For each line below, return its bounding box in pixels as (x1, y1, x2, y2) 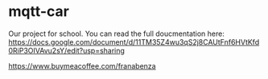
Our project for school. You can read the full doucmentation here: (8, 29, 225, 38)
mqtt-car (8, 2, 70, 21)
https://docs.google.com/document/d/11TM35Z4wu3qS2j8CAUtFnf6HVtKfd (8, 37, 260, 46)
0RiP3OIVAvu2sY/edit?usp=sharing (8, 45, 125, 55)
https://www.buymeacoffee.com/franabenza (8, 61, 156, 70)
